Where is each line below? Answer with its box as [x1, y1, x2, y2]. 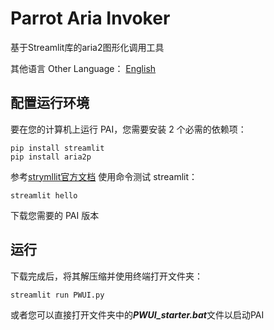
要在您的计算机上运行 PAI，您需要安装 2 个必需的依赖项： [10, 123, 247, 135]
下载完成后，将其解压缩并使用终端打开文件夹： [10, 270, 203, 282]
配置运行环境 [10, 95, 90, 112]
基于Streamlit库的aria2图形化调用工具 [10, 41, 165, 53]
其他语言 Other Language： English [10, 62, 157, 74]
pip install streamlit [10, 143, 105, 153]
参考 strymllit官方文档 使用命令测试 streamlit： [10, 170, 198, 182]
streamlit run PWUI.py [10, 290, 105, 300]
